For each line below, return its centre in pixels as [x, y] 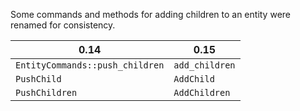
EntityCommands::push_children [90, 65]
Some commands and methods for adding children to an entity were [150, 14]
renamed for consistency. [63, 25]
